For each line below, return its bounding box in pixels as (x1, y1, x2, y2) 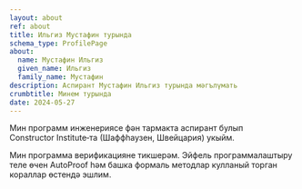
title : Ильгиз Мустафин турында (9, 30, 132, 39)
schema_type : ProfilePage (9, 38, 107, 48)
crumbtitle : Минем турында (9, 89, 112, 98)
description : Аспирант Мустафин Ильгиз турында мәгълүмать (9, 81, 238, 90)
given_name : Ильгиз (17, 65, 92, 74)
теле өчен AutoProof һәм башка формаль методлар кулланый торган (9, 160, 277, 171)
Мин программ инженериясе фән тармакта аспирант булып (9, 123, 244, 134)
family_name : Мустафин (17, 73, 104, 82)
